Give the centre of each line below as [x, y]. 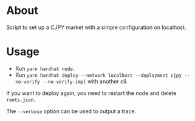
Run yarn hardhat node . [45, 68]
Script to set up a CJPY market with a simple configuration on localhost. [96, 27]
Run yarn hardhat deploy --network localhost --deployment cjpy [98, 75]
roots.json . [21, 99]
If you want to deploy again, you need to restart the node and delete [91, 93]
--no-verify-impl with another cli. [85, 81]
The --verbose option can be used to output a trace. [71, 111]
